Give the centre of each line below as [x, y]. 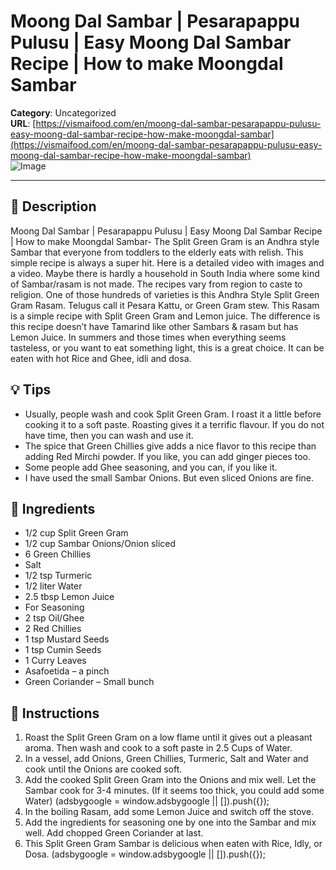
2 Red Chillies [53, 629]
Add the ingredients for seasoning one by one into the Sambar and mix [170, 822]
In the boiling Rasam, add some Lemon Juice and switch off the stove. [169, 812]
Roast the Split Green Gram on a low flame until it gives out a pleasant [168, 737]
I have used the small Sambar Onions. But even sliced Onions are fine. [169, 477]
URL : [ [23, 123]
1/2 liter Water [53, 586]
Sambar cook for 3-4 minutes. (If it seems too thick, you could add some [174, 791]
